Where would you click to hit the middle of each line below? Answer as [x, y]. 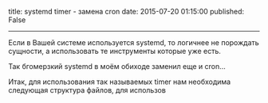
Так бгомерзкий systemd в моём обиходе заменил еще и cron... [117, 66]
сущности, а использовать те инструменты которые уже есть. [115, 51]
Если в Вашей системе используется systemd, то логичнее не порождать [134, 42]
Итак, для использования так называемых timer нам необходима [120, 82]
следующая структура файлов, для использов [87, 90]
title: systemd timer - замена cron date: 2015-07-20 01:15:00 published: [126, 11]
